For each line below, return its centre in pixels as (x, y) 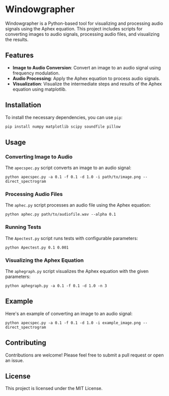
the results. (17, 39)
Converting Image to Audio (39, 156)
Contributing (26, 343)
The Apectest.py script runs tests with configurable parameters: (72, 238)
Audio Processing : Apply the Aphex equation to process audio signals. (86, 78)
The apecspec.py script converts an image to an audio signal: (68, 168)
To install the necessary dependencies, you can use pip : (64, 117)
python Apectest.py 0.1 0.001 (37, 247)
